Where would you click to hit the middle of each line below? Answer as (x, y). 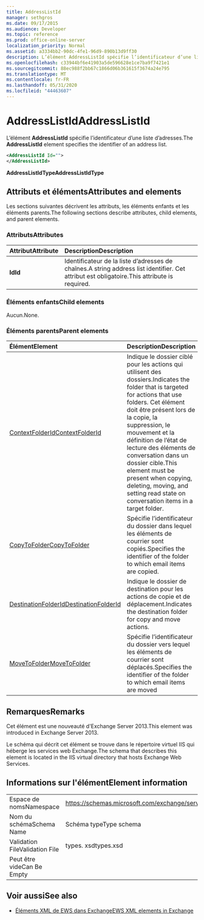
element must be (151, 471)
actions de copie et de (158, 597)
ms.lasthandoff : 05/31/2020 (42, 86)
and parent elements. (33, 219)
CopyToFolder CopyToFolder (49, 545)
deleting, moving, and (158, 486)
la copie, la (142, 418)
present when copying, (159, 479)
